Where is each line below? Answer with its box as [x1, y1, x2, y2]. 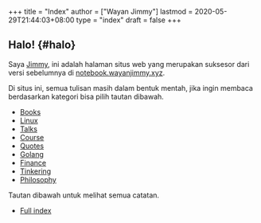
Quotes [19, 141, 45, 151]
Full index [19, 205, 52, 215]
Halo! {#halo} [8, 38, 76, 52]
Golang [19, 149, 44, 158]
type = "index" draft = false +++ [76, 15, 181, 25]
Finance [19, 158, 47, 167]
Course [19, 132, 45, 142]
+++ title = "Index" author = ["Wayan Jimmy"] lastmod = [8, 7, 193, 16]
